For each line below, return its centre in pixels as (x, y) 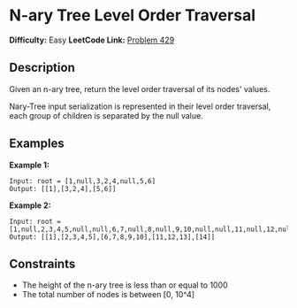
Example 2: (30, 205)
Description (42, 68)
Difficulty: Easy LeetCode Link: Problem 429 (92, 40)
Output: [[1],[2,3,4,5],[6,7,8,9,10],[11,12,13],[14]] (112, 237)
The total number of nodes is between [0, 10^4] (108, 295)
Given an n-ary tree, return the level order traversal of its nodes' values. (140, 89)
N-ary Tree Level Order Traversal (133, 15)
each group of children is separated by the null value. (106, 115)
